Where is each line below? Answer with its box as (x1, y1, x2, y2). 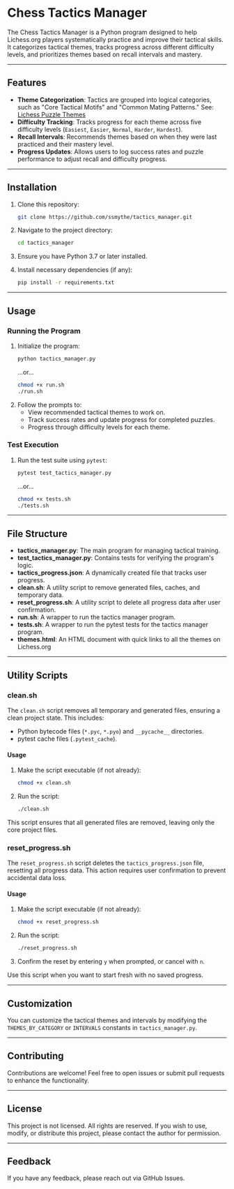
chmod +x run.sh (17, 381, 65, 388)
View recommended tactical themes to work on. (27, 408, 166, 416)
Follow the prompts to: (17, 400, 82, 409)
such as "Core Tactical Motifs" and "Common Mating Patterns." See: (17, 103, 214, 111)
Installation (7, 181, 57, 193)
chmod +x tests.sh (17, 495, 71, 503)
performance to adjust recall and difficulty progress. (17, 155, 167, 163)
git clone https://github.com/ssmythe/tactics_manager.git (17, 213, 193, 220)
